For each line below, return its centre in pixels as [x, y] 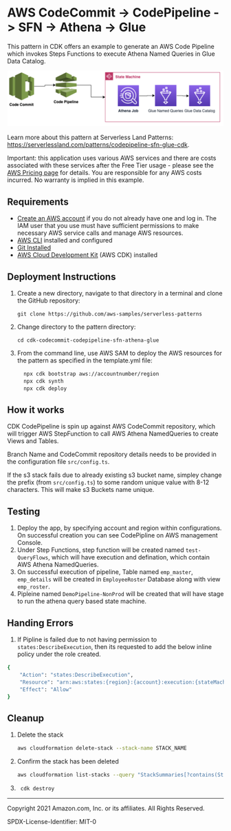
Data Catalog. [26, 61]
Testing [24, 511]
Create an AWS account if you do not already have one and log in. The [117, 218]
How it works [36, 410]
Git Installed [34, 248]
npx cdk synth [44, 381]
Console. [30, 543]
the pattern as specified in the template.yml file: [85, 360]
